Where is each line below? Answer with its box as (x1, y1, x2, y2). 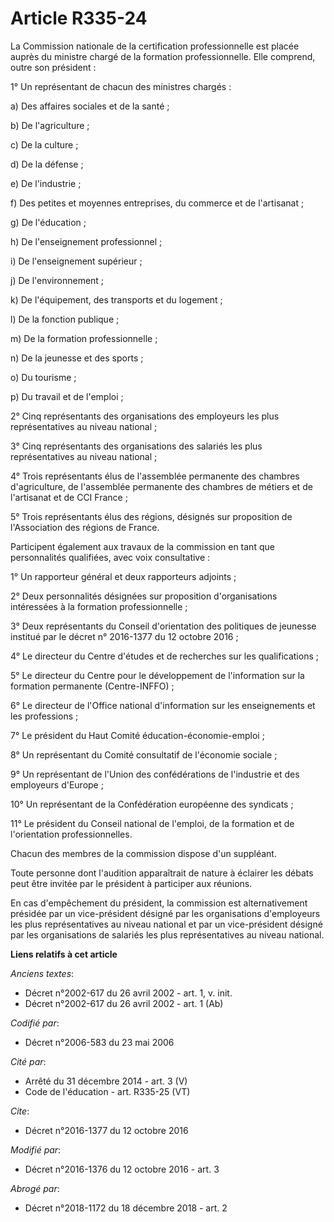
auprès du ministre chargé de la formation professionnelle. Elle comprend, (10, 50, 316, 62)
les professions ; (10, 710, 79, 722)
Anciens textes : (10, 967, 75, 979)
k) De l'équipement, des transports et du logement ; (10, 293, 223, 306)
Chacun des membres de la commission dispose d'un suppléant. (10, 847, 277, 859)
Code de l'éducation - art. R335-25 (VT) (24, 1085, 191, 1097)
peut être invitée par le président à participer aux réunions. (10, 877, 253, 889)
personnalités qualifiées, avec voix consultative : (10, 551, 211, 563)
